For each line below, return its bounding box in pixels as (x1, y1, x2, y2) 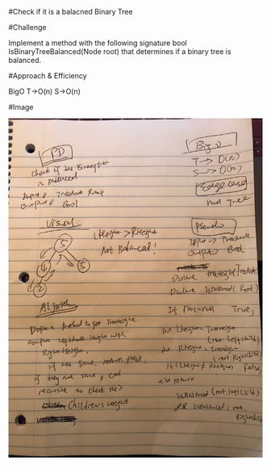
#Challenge (8, 23, 47, 31)
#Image (8, 103, 34, 111)
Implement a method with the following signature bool (8, 38, 187, 48)
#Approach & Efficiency (8, 71, 87, 80)
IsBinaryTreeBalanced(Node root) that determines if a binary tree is (8, 47, 231, 56)
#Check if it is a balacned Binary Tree (8, 7, 133, 16)
